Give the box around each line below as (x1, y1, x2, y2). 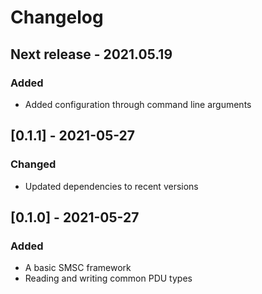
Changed (10, 157, 57, 171)
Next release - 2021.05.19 (10, 46, 173, 63)
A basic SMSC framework (24, 262, 132, 274)
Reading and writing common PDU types (24, 272, 193, 285)
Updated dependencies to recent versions (24, 180, 199, 192)
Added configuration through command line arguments (24, 98, 252, 110)
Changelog (10, 6, 104, 29)
